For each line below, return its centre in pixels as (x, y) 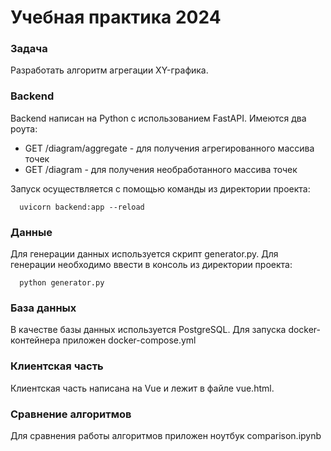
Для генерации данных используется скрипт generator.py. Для (144, 254)
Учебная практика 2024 (116, 17)
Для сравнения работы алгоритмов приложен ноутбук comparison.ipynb (166, 435)
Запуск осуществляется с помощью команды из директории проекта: (160, 188)
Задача (29, 49)
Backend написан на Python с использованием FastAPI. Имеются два (158, 118)
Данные (31, 232)
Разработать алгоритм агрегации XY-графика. (109, 70)
